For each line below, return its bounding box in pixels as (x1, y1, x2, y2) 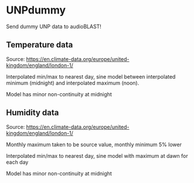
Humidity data (6, 108, 59, 118)
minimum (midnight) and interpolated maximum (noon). (6, 79, 139, 86)
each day (6, 158, 29, 165)
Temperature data (6, 40, 73, 50)
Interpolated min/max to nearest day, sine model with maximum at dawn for (6, 152, 189, 159)
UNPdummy (6, 4, 66, 17)
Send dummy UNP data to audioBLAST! (6, 23, 101, 30)
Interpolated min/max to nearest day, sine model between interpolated (6, 73, 176, 80)
